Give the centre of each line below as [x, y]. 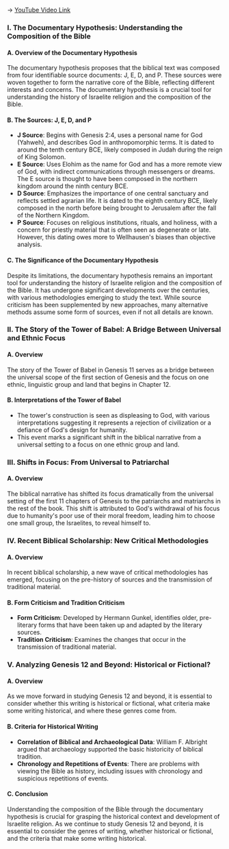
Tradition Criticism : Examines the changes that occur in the [102, 640]
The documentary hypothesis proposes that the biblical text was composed [113, 68]
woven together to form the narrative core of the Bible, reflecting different [111, 82]
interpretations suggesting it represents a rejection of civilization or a [114, 422]
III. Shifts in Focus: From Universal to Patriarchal [88, 462]
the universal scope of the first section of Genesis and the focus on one [108, 377]
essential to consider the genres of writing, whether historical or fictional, [110, 831]
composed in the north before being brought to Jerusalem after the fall [117, 208]
